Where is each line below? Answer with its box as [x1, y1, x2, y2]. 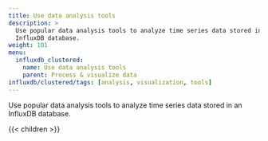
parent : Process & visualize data [22, 71, 137, 79]
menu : [8, 49, 26, 57]
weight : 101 [8, 41, 48, 49]
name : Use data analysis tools [22, 64, 127, 72]
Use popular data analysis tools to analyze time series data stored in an [8, 100, 242, 110]
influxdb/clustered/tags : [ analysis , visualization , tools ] [8, 78, 213, 86]
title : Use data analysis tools [8, 11, 116, 20]
